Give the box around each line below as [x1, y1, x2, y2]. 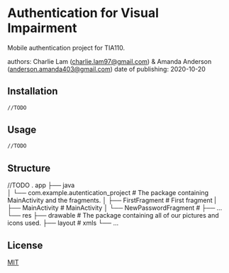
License [7, 239, 43, 251]
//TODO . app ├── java [7, 181, 75, 189]
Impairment [7, 20, 77, 36]
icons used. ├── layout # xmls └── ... [7, 218, 119, 228]
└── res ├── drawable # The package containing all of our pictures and [7, 211, 220, 220]
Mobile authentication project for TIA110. [7, 43, 125, 52]
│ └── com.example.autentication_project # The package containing [7, 189, 209, 197]
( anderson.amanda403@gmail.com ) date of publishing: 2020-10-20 [7, 65, 206, 73]
